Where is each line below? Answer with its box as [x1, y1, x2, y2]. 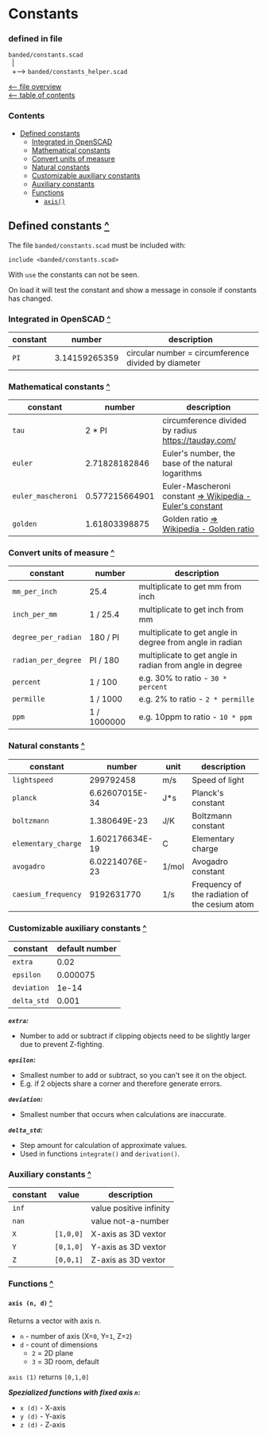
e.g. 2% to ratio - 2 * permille [138, 694, 255, 705]
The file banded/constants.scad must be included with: [8, 240, 187, 250]
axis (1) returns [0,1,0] [8, 1372, 90, 1381]
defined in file [8, 33, 64, 45]
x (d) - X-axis [19, 1403, 66, 1412]
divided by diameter [126, 357, 201, 368]
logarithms [162, 468, 203, 479]
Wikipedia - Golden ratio [162, 523, 255, 535]
